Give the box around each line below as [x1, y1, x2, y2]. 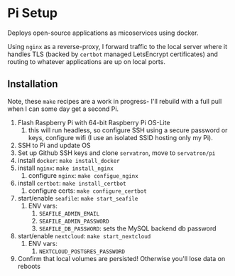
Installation [7, 78, 58, 90]
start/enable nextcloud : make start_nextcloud [17, 231, 151, 240]
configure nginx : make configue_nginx [28, 171, 138, 179]
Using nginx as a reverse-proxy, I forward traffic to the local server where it [7, 42, 228, 51]
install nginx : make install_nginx [17, 164, 114, 172]
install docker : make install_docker [17, 156, 121, 164]
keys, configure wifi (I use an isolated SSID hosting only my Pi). [28, 133, 213, 142]
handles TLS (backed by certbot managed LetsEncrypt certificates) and [7, 50, 219, 58]
